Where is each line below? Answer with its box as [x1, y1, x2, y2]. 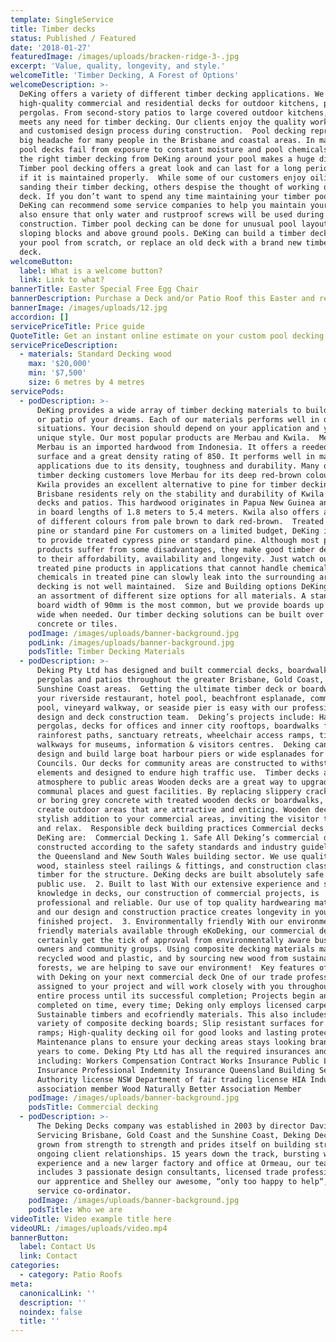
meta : [10, 1279, 33, 1289]
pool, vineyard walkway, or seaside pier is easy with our [36, 702, 288, 713]
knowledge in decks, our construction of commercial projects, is [36, 889, 320, 899]
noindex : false [19, 1307, 83, 1317]
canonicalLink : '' [19, 1288, 97, 1298]
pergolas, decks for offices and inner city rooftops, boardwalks [36, 721, 320, 731]
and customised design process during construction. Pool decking [19, 126, 307, 136]
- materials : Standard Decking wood [19, 349, 172, 360]
